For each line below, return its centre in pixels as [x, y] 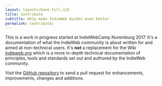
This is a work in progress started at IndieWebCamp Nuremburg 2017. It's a [81, 37]
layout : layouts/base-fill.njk [37, 10]
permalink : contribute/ [30, 23]
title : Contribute [24, 14]
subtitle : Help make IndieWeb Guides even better [57, 19]
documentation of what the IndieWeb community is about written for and [79, 43]
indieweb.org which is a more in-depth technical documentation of [73, 53]
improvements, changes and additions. [45, 78]
